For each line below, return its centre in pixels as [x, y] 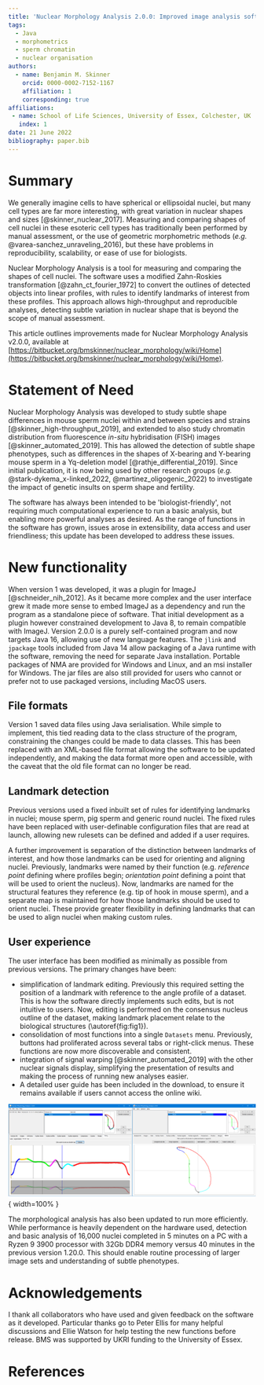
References [46, 1371]
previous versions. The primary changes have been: [92, 969]
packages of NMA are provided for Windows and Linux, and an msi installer [130, 664]
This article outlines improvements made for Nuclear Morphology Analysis [128, 333]
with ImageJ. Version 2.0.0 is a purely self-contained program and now [123, 631]
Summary [40, 180]
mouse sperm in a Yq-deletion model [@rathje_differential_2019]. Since [123, 462]
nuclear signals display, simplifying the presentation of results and [126, 1068]
